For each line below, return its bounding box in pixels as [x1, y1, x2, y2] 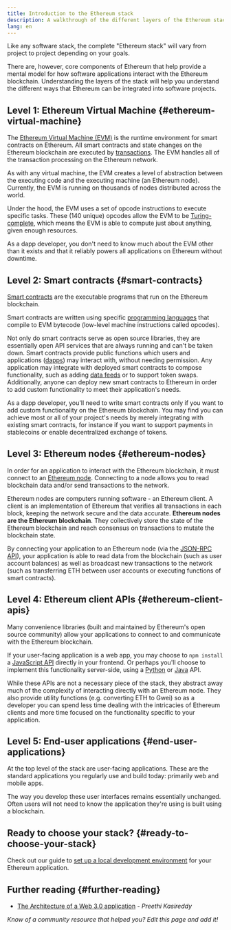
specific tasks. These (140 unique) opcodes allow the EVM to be [7, 212, 190, 220]
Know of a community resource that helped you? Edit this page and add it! [7, 916, 219, 924]
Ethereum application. [7, 864, 69, 872]
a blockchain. [7, 807, 45, 815]
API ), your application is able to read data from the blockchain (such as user [7, 551, 222, 560]
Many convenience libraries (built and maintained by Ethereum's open [7, 622, 206, 631]
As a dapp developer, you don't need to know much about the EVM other [7, 239, 214, 248]
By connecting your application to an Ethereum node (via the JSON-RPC [7, 544, 212, 553]
